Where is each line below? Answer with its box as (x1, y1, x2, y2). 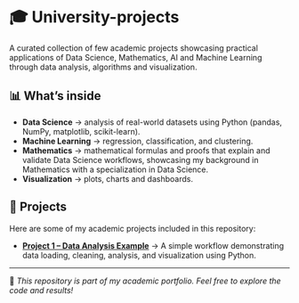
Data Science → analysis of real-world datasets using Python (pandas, (21, 117, 283, 127)
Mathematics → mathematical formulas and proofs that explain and (21, 144, 271, 156)
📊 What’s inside (9, 88, 101, 103)
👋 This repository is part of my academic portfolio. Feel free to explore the (9, 275, 282, 286)
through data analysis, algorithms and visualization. (9, 61, 198, 72)
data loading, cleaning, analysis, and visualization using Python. (21, 250, 256, 260)
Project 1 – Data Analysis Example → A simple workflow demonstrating (21, 240, 285, 250)
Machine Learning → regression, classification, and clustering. (21, 135, 254, 146)
